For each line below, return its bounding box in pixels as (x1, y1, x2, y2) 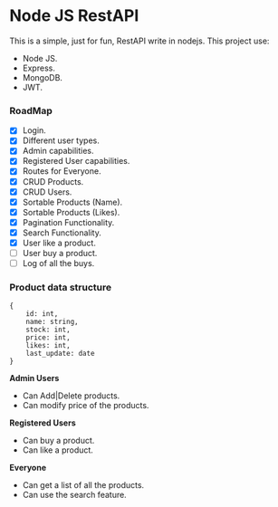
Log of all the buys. (22, 258, 95, 269)
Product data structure (9, 282, 111, 294)
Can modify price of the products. (22, 400, 149, 411)
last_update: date (25, 349, 95, 359)
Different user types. (22, 135, 100, 146)
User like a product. (22, 237, 97, 248)
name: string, (25, 318, 79, 327)
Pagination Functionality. (22, 216, 115, 227)
